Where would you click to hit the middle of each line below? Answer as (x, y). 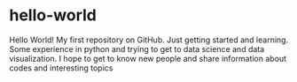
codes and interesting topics (61, 68)
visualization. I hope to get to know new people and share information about (148, 58)
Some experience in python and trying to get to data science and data (137, 48)
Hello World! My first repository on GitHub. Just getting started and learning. (149, 40)
